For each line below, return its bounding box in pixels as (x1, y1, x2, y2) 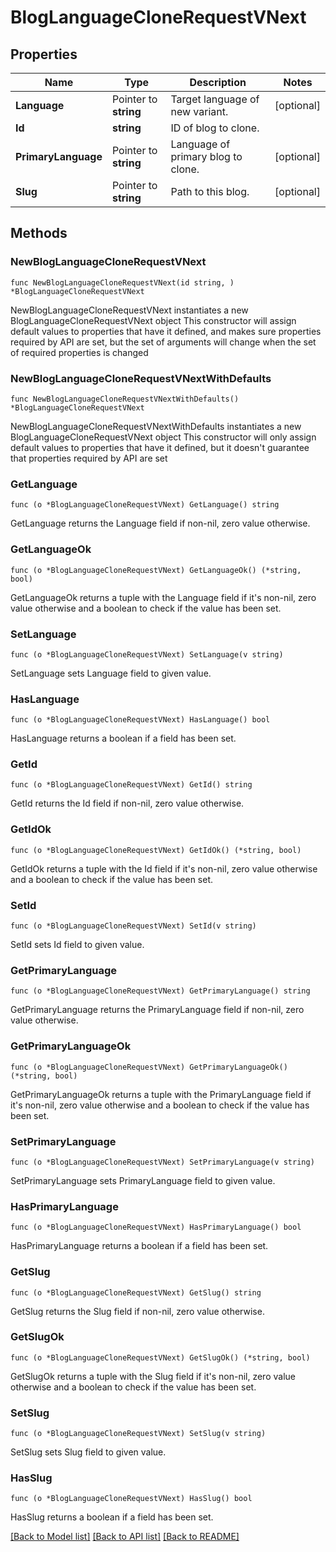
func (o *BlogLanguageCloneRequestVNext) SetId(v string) (10, 921, 257, 931)
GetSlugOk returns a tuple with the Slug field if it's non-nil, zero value (10, 1370, 296, 1382)
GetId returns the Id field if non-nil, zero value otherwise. (10, 797, 245, 810)
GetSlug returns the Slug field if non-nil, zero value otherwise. (10, 1305, 265, 1317)
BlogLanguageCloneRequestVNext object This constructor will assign (10, 314, 297, 326)
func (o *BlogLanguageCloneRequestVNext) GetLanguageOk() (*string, (10, 565, 302, 575)
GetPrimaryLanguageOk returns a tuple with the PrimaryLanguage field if (10, 1088, 312, 1100)
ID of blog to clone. (170, 121, 260, 135)
